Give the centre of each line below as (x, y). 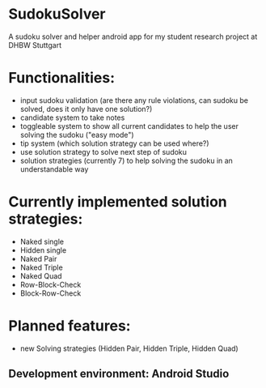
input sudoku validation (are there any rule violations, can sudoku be (134, 100)
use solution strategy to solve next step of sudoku (103, 151)
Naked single (42, 241)
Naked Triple (41, 267)
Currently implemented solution (118, 202)
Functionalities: (62, 78)
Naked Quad (41, 275)
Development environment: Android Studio (119, 374)
